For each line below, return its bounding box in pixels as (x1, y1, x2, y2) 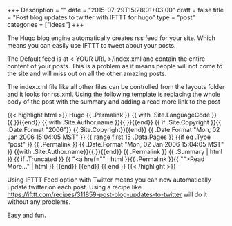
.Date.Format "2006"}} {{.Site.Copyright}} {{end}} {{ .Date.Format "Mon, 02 (7, 126, 220, 133)
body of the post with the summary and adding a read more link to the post (7, 97, 221, 106)
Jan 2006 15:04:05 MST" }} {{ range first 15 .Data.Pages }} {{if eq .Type (7, 133, 211, 141)
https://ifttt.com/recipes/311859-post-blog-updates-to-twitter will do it (7, 190, 207, 198)
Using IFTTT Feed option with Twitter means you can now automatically (7, 176, 212, 184)
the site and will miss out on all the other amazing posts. (7, 69, 167, 77)
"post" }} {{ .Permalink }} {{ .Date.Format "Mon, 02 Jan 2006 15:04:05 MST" (7, 140, 224, 148)
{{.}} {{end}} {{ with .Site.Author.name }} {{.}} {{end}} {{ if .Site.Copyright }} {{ (7, 118, 222, 126)
